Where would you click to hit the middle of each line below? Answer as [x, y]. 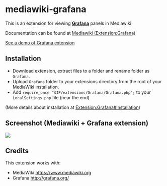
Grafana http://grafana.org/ [41, 178]
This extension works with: [33, 163]
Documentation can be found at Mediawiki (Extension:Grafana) [70, 33]
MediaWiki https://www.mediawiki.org [52, 173]
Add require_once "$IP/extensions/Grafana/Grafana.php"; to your [81, 92]
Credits [17, 150]
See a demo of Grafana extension [40, 43]
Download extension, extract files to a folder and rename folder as [81, 71]
